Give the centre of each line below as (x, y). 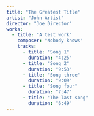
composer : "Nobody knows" (50, 41)
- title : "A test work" (42, 35)
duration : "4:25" (50, 58)
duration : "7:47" (50, 92)
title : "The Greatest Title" (43, 12)
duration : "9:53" (50, 69)
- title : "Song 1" (46, 52)
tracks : (27, 47)
